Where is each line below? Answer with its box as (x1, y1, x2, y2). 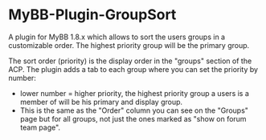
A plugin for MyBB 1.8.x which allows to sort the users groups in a (8, 32, 226, 42)
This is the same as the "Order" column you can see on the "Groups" (19, 106, 249, 115)
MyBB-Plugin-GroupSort (8, 6, 177, 24)
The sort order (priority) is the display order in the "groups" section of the (8, 56, 252, 66)
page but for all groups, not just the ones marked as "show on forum (19, 114, 247, 123)
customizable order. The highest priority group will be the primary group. (8, 40, 250, 50)
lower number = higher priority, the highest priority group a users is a (19, 88, 249, 98)
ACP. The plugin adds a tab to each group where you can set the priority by (8, 64, 259, 74)
